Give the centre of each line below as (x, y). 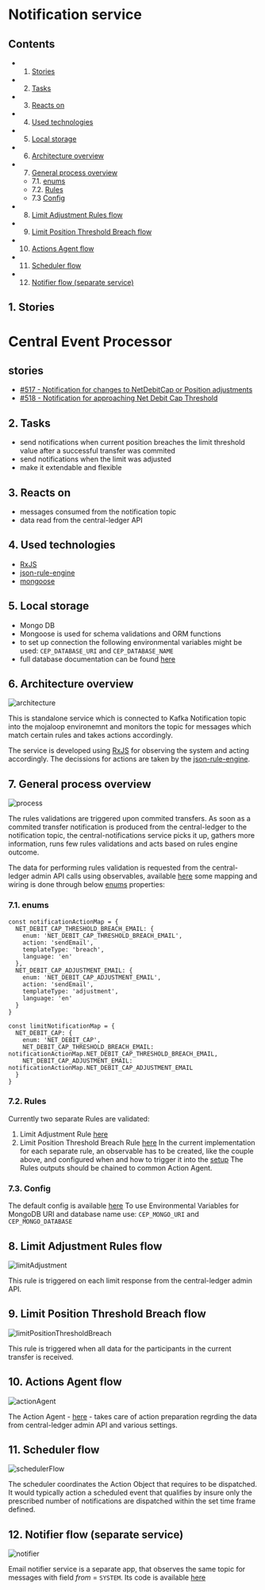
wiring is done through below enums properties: (86, 885)
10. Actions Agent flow (65, 1382)
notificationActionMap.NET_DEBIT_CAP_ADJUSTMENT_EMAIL (101, 1067)
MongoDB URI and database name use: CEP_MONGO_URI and (104, 1214)
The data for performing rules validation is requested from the (109, 868)
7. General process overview (80, 784)
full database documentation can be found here (98, 659)
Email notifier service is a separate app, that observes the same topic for (127, 1569)
